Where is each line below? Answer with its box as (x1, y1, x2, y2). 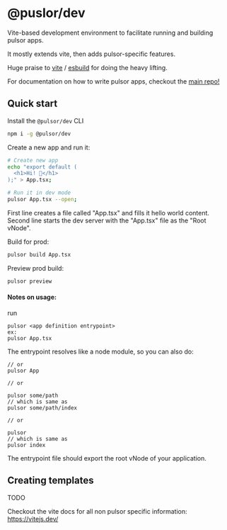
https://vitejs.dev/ (7, 514, 59, 523)
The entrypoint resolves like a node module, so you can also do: (7, 347, 194, 356)
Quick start (7, 98, 58, 110)
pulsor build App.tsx (7, 251, 71, 258)
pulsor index (7, 441, 46, 449)
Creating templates (7, 475, 94, 487)
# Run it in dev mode (7, 189, 71, 196)
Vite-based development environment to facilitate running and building (7, 28, 214, 37)
